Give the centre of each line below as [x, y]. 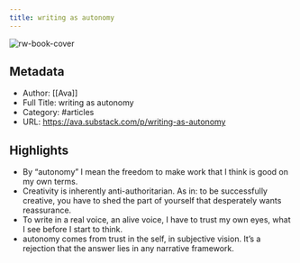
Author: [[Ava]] [50, 93]
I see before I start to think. [73, 230]
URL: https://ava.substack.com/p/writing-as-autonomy [124, 122]
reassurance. [47, 210]
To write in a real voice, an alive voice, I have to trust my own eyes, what [156, 220]
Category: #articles [58, 113]
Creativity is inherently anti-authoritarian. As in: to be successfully [145, 191]
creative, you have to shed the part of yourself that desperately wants [152, 201]
